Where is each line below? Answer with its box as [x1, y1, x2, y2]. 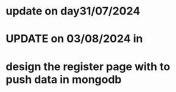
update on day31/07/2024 [5, 4, 141, 18]
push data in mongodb [5, 73, 122, 86]
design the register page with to [5, 59, 171, 73]
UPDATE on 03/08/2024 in [5, 32, 143, 46]
